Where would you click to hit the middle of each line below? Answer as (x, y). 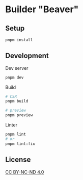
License (18, 160)
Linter (11, 125)
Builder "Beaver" (42, 9)
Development (27, 56)
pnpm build (17, 101)
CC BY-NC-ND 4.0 (25, 172)
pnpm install (19, 40)
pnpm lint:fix (20, 144)
